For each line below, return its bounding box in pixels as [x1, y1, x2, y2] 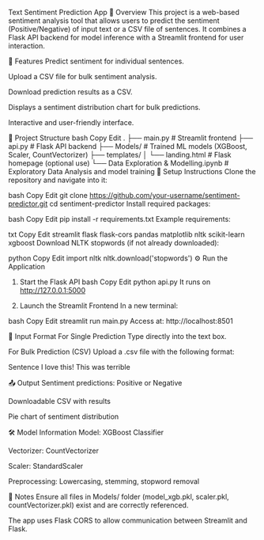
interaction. [8, 41, 46, 51]
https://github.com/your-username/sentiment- [89, 191, 240, 200]
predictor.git [8, 199, 48, 208]
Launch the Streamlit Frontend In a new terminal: [19, 301, 179, 310]
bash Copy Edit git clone [8, 191, 89, 200]
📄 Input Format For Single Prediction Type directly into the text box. [8, 332, 227, 340]
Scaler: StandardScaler [8, 462, 84, 470]
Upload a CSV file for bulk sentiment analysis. [8, 72, 157, 81]
